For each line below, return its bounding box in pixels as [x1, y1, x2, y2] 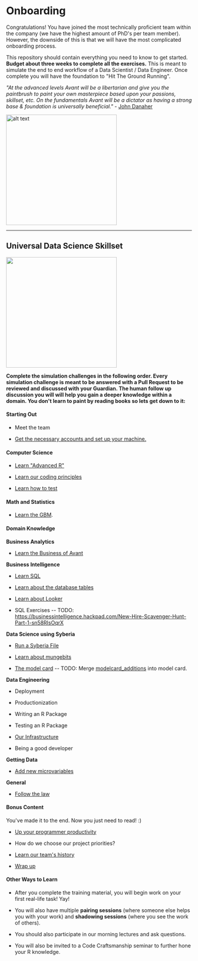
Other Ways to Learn [6, 876, 58, 883]
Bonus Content [6, 804, 44, 811]
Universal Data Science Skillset [6, 241, 123, 251]
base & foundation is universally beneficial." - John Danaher [6, 103, 153, 110]
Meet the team [14, 424, 51, 431]
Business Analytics [6, 538, 55, 545]
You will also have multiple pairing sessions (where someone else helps [14, 906, 190, 914]
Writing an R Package [14, 710, 67, 717]
